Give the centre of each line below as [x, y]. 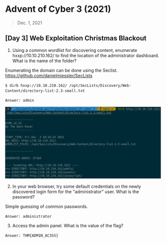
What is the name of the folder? [44, 61]
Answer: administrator [28, 216]
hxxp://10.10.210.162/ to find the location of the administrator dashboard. [86, 55]
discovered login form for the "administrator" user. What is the [76, 192]
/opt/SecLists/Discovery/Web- [100, 85]
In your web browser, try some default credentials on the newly [77, 186]
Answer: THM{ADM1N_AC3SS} [32, 236]
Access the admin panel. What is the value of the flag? [68, 225]
